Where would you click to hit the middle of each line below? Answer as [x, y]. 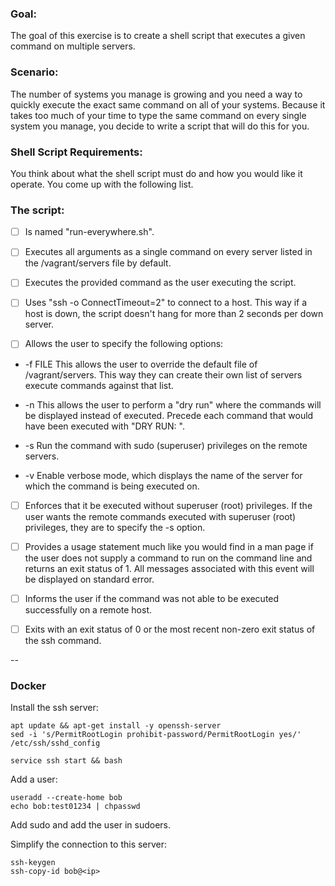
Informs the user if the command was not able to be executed [152, 598]
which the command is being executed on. [112, 486]
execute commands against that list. [99, 385]
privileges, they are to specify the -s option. [115, 527]
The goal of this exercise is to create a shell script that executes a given [158, 36]
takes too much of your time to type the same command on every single [158, 115]
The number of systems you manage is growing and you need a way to [156, 94]
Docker [28, 685]
